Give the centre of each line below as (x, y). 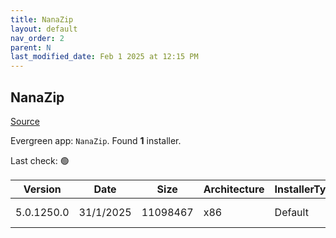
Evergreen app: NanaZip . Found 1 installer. (96, 140)
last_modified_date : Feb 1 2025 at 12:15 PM (104, 57)
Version (42, 189)
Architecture (234, 189)
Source (25, 121)
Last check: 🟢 (40, 160)
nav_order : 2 (37, 38)
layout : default (44, 29)
